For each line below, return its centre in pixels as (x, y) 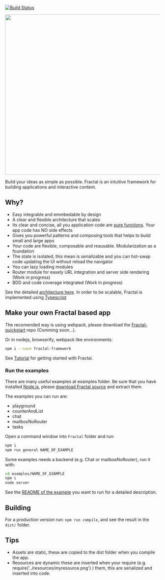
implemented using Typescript (36, 297)
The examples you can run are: (36, 396)
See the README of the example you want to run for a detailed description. (81, 492)
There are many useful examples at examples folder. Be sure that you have (81, 381)
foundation (23, 251)
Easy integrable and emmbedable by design (57, 214)
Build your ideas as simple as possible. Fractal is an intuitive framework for (81, 182)
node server (17, 483)
